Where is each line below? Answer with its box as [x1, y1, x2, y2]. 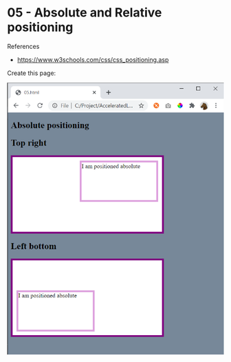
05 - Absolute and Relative [7, 5, 162, 21]
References [7, 42, 40, 50]
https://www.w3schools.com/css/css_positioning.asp [16, 55, 169, 63]
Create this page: [7, 69, 56, 77]
